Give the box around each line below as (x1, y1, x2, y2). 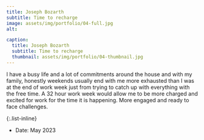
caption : (6, 37, 29, 43)
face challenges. (6, 103, 48, 110)
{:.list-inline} (6, 114, 37, 122)
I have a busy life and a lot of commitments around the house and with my (6, 71, 192, 78)
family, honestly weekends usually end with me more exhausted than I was (6, 77, 194, 84)
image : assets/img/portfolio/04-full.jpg (6, 20, 114, 26)
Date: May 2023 (15, 126, 56, 134)
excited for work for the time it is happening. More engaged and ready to (6, 96, 189, 103)
